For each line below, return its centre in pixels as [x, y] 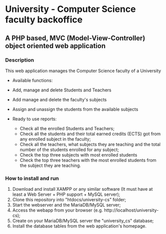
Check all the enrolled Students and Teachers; [67, 128]
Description [20, 60]
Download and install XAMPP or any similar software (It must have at [83, 189]
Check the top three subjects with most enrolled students [79, 155]
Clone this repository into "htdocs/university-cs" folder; [69, 200]
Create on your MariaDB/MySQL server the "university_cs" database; [83, 221]
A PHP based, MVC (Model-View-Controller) [75, 38]
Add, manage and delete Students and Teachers [62, 90]
